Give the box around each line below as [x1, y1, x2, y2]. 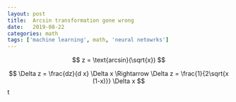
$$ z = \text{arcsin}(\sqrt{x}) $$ [71, 56, 166, 64]
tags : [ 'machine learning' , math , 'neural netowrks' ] [7, 37, 170, 44]
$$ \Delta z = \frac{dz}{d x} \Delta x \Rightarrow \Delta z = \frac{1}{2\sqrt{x [8, 70, 229, 78]
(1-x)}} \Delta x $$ [92, 77, 146, 85]
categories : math [7, 30, 59, 37]
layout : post [7, 10, 46, 18]
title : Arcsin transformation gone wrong [7, 17, 134, 24]
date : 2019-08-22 [7, 23, 65, 30]
